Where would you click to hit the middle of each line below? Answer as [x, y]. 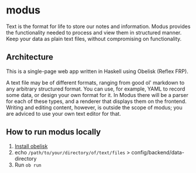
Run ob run [28, 165]
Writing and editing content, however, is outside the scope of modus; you [94, 107]
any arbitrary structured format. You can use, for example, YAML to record [96, 89]
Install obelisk [31, 146]
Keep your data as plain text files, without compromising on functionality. [94, 39]
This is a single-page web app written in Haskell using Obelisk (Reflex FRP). [97, 71]
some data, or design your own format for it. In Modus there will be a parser [97, 95]
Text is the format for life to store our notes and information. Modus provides [98, 26]
